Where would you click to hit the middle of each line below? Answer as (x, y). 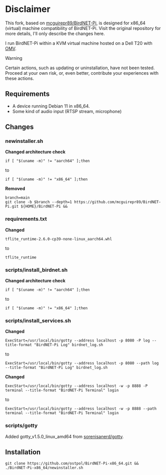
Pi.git (12, 207)
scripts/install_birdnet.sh (37, 270)
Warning (14, 58)
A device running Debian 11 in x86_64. (51, 106)
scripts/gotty (22, 426)
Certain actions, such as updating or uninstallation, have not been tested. (80, 68)
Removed (15, 189)
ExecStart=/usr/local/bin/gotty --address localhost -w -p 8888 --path (81, 409)
